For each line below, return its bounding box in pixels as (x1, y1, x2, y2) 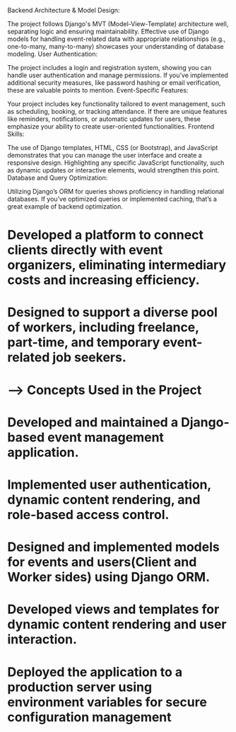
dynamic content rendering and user (7, 617, 227, 632)
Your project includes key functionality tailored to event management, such (7, 100, 226, 108)
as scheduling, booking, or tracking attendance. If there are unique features (7, 108, 228, 115)
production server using (7, 679, 153, 695)
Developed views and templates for (7, 601, 220, 617)
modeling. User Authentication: (7, 50, 98, 58)
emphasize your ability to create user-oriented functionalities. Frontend (7, 122, 215, 130)
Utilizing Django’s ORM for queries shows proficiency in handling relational (7, 187, 225, 195)
